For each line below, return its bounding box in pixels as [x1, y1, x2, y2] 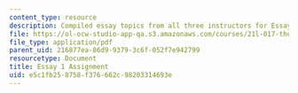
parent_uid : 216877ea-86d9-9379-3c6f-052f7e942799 [9, 46, 200, 55]
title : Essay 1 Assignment [9, 63, 109, 72]
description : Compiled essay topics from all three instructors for [9, 21, 268, 30]
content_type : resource [9, 12, 98, 22]
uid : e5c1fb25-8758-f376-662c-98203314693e [9, 71, 173, 80]
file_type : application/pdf [9, 37, 114, 47]
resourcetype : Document [9, 54, 98, 63]
